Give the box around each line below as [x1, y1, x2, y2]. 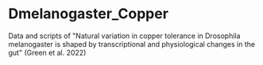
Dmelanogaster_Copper [8, 5, 169, 23]
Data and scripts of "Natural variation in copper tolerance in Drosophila [8, 31, 241, 40]
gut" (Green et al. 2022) [8, 48, 87, 57]
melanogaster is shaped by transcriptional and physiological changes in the [8, 39, 256, 48]
